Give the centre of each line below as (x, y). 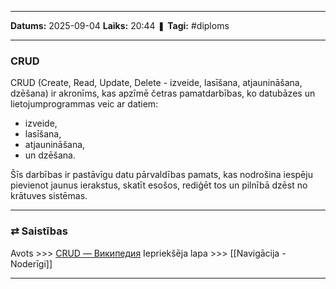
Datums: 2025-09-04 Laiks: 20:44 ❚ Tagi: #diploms (120, 25)
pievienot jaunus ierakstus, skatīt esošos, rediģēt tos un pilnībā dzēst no (159, 185)
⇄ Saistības (39, 231)
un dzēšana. (50, 155)
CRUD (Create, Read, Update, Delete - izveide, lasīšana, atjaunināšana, (156, 83)
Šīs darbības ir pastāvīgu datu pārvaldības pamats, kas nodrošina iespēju (161, 175)
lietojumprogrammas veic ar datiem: (84, 104)
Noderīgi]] (31, 263)
